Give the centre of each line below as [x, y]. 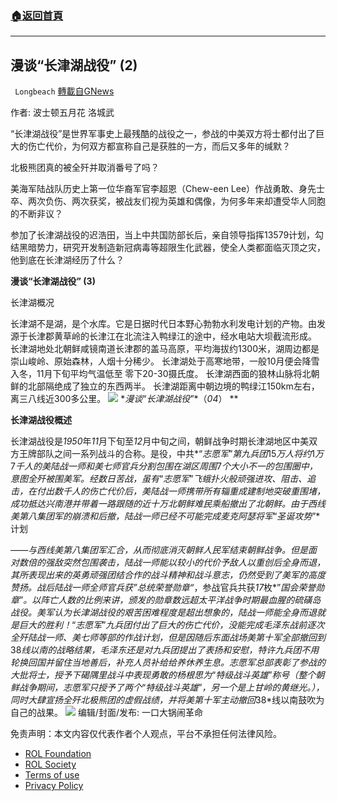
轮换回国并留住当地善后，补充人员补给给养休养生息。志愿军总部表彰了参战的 [168, 663]
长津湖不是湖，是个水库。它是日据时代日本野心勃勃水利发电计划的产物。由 [163, 324]
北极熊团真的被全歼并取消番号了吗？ [85, 168]
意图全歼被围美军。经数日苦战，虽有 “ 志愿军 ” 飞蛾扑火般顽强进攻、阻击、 [159, 479]
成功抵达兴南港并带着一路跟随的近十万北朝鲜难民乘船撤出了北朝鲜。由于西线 [168, 504]
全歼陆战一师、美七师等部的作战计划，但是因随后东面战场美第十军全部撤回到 [168, 638]
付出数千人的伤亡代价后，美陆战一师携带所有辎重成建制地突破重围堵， [181, 491]
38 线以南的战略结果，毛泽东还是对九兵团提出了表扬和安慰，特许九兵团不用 [165, 650]
